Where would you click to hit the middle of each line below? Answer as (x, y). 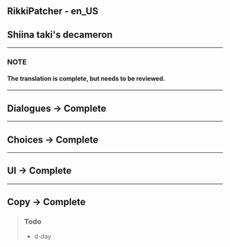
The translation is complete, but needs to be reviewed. (86, 78)
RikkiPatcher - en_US (53, 11)
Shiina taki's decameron (60, 35)
